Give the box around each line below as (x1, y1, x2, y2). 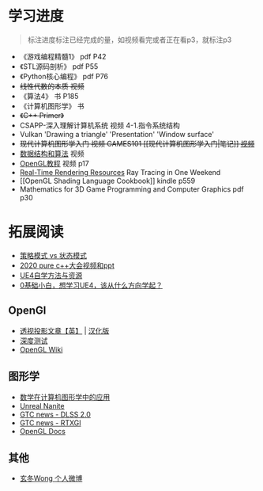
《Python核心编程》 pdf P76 (19, 71, 109, 81)
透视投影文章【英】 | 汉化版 (19, 325, 110, 335)
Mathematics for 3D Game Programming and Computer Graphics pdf (19, 184, 244, 194)
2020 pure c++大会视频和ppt (19, 261, 115, 270)
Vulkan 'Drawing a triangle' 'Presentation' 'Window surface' (19, 129, 215, 139)
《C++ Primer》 (19, 110, 65, 120)
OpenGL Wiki (19, 344, 63, 354)
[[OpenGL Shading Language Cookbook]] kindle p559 (19, 176, 196, 185)
